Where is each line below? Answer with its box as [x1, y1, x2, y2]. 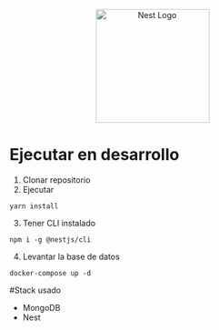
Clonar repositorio [22, 174, 91, 185]
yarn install [9, 201, 59, 211]
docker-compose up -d [9, 268, 92, 277]
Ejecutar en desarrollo [9, 145, 180, 165]
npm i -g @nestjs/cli [9, 235, 92, 245]
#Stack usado [9, 285, 62, 295]
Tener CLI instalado [22, 217, 96, 228]
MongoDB [22, 302, 61, 313]
